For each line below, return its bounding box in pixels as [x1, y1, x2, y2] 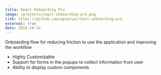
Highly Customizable [12, 54, 55, 60]
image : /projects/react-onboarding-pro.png [5, 12, 96, 17]
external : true [5, 21, 37, 26]
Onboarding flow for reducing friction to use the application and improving [5, 39, 157, 45]
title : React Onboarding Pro [5, 7, 65, 12]
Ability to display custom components [12, 65, 89, 71]
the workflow [5, 44, 32, 50]
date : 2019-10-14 [5, 26, 41, 31]
